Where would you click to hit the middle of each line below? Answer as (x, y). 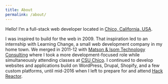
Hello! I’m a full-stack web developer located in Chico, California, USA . (79, 29)
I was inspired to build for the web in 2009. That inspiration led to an (77, 39)
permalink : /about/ (26, 15)
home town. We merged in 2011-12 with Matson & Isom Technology (75, 49)
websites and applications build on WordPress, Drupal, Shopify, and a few (82, 65)
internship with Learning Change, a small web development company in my (84, 44)
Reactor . (14, 76)
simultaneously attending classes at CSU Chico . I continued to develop (79, 60)
